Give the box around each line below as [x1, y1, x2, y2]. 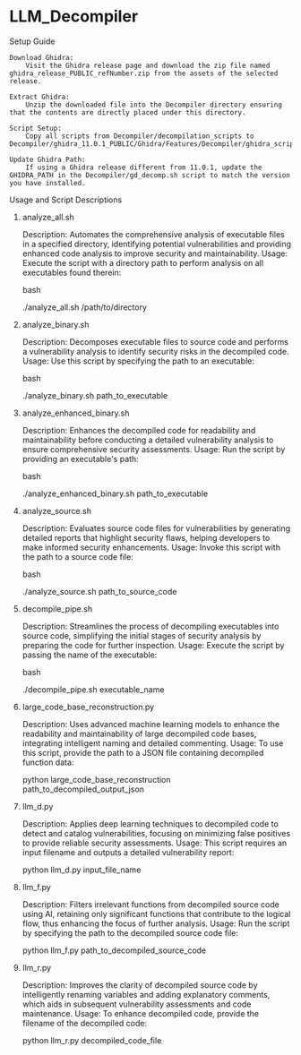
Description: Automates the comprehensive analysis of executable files [21, 228, 285, 239]
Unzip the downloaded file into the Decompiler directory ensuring [25, 100, 282, 109]
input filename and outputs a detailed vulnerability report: [21, 846, 235, 857]
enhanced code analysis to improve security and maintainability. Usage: [21, 248, 288, 259]
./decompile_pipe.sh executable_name [21, 683, 165, 695]
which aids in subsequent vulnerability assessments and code [21, 999, 252, 1009]
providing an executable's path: [21, 453, 139, 464]
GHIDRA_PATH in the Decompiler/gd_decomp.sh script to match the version [9, 170, 291, 180]
